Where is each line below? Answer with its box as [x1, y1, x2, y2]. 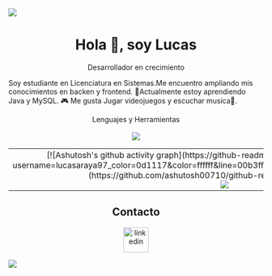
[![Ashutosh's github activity [46, 149, 155, 160]
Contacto [112, 206, 160, 219]
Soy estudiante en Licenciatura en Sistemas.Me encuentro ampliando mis [8, 78, 253, 87]
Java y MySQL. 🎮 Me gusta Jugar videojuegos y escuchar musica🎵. [8, 96, 237, 105]
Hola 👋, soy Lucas [75, 36, 197, 54]
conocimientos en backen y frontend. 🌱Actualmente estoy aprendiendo [8, 87, 246, 96]
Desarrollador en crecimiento [87, 62, 185, 72]
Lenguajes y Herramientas [91, 114, 181, 124]
